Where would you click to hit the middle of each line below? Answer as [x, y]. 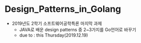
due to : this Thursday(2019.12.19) [54, 35]
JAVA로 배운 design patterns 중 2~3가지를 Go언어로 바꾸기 [78, 29]
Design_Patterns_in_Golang [63, 9]
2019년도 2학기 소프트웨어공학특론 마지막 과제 [57, 23]
